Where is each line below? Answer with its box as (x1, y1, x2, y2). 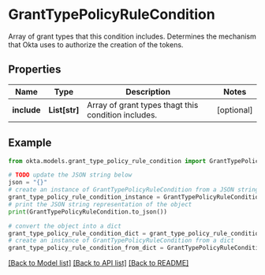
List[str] (48, 104, 80, 115)
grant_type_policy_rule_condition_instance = (8, 193, 160, 202)
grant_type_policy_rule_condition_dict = (8, 229, 147, 237)
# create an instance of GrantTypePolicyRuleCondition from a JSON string (8, 186, 259, 194)
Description (125, 86, 171, 97)
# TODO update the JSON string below (8, 171, 132, 179)
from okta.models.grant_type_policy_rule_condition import (8, 157, 207, 165)
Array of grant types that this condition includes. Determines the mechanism (8, 32, 256, 41)
